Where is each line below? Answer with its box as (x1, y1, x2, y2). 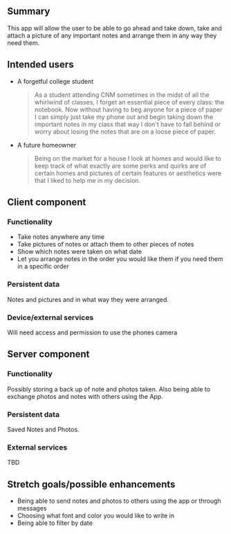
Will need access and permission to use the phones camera (7, 328, 178, 337)
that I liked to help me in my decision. (34, 176, 140, 184)
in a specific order (17, 262, 69, 271)
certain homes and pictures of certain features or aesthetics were (34, 169, 222, 177)
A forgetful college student (17, 77, 94, 85)
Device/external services (7, 312, 94, 322)
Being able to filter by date (17, 519, 93, 527)
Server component (7, 348, 90, 360)
